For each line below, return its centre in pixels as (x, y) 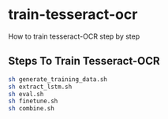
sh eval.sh (26, 94)
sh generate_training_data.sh (58, 79)
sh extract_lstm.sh (40, 87)
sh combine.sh (32, 109)
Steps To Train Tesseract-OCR (84, 61)
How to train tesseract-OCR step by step (74, 36)
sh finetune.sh (33, 101)
